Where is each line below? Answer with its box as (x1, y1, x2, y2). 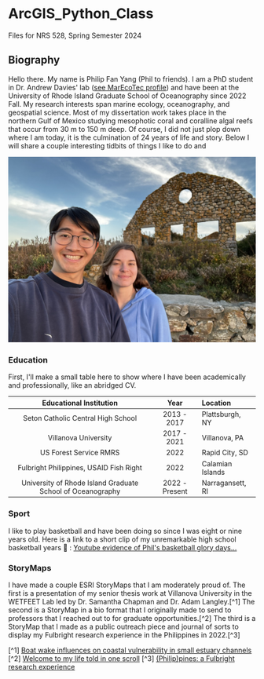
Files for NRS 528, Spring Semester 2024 (8, 31, 142, 40)
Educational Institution (42, 398, 118, 407)
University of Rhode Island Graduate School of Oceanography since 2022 (8, 91, 247, 100)
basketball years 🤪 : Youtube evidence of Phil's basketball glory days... (8, 542, 237, 552)
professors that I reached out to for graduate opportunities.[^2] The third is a (8, 613, 256, 622)
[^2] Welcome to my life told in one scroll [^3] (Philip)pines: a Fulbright (8, 653, 236, 663)
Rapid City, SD (201, 448, 249, 458)
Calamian (201, 458, 233, 468)
